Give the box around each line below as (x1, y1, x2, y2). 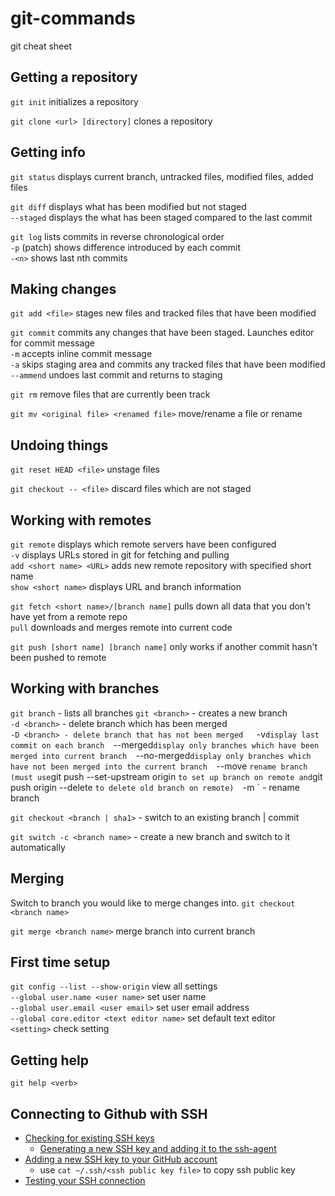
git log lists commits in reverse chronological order (10, 230, 225, 242)
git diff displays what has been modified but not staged (10, 200, 247, 212)
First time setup (10, 954, 111, 971)
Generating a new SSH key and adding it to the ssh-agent (39, 1143, 277, 1155)
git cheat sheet (10, 40, 73, 52)
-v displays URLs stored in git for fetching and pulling (10, 549, 230, 561)
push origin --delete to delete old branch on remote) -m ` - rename (10, 781, 301, 793)
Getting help (10, 1052, 89, 1069)
